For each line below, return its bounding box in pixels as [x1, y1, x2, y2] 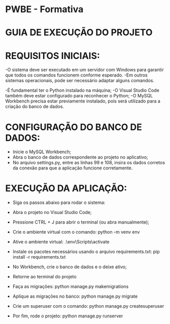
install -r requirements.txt [12, 254, 66, 260]
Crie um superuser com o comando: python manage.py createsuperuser [12, 303, 164, 309]
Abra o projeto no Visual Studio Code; [12, 209, 92, 215]
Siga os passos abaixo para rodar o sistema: [12, 199, 106, 206]
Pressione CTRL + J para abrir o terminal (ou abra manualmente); [12, 219, 150, 225]
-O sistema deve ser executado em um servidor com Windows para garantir [5, 67, 164, 73]
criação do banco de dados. [5, 103, 64, 110]
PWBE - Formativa [5, 4, 84, 15]
